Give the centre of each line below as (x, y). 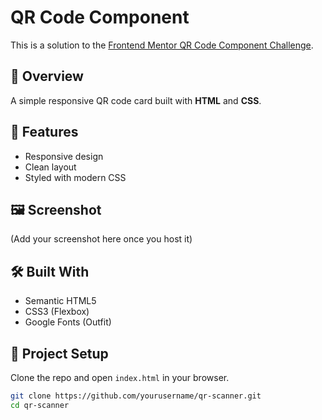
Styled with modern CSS (75, 177)
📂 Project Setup (59, 353)
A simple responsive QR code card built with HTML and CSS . (136, 100)
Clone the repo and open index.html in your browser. (120, 377)
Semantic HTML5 (60, 301)
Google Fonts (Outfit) (68, 322)
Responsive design (64, 156)
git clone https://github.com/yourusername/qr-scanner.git (136, 396)
